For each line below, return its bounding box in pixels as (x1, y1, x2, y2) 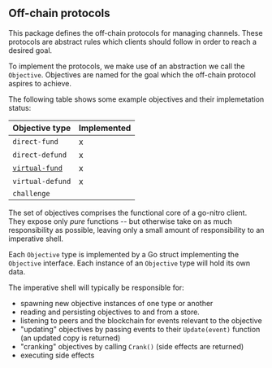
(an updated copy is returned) (19, 333, 121, 343)
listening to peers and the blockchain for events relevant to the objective (19, 315, 262, 325)
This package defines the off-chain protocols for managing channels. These (8, 28, 263, 37)
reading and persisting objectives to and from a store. (19, 307, 201, 317)
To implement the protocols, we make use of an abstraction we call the (8, 61, 245, 71)
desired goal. (8, 45, 53, 55)
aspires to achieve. (8, 78, 71, 88)
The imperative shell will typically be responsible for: (8, 283, 184, 292)
